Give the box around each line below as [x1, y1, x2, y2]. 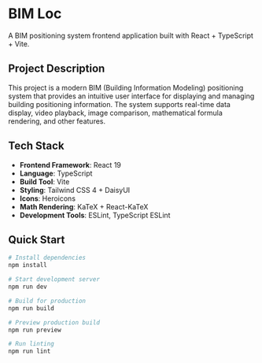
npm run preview [8, 326, 61, 334]
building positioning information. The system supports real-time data [8, 99, 231, 109]
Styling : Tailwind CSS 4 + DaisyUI [19, 185, 131, 194]
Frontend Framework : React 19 [19, 160, 122, 169]
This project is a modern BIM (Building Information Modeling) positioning [8, 83, 244, 92]
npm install [8, 261, 47, 269]
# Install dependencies [8, 254, 87, 262]
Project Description [8, 62, 105, 76]
